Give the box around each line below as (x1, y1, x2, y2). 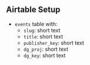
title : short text (23, 32, 64, 40)
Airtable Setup (6, 5, 61, 15)
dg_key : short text (23, 51, 66, 58)
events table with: (14, 20, 58, 27)
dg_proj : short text (23, 45, 69, 53)
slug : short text (23, 27, 61, 34)
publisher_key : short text (23, 39, 84, 46)
